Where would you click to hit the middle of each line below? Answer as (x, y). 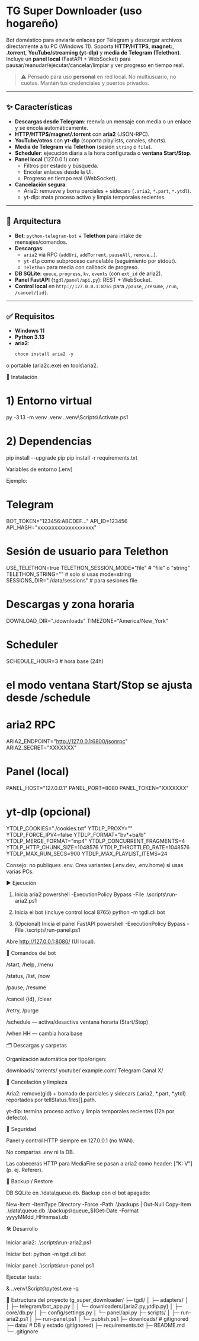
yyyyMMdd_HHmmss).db (37, 1216)
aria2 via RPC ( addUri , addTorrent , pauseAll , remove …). (90, 254)
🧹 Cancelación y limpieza (37, 1082)
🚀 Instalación (22, 377)
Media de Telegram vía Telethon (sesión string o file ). (83, 146)
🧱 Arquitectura (34, 222)
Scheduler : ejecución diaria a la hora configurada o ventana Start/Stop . (103, 153)
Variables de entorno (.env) (39, 469)
